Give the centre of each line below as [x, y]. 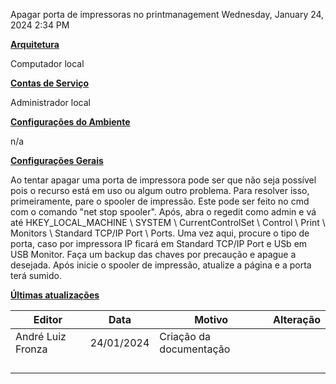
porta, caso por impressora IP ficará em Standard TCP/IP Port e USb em [159, 243]
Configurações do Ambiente [70, 122]
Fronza [31, 349]
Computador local [47, 63]
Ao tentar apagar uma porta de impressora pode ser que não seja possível [163, 180]
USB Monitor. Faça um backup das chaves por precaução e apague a [153, 254]
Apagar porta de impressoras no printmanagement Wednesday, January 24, [167, 14]
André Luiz [41, 336]
